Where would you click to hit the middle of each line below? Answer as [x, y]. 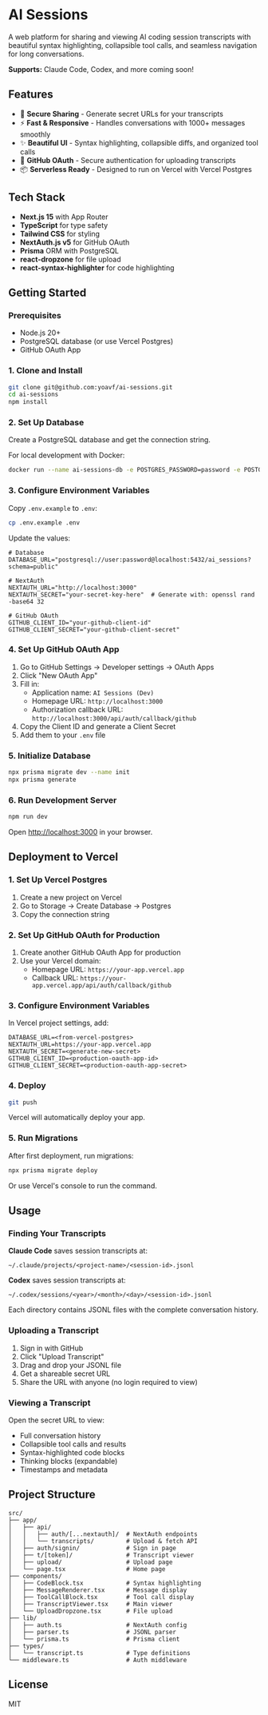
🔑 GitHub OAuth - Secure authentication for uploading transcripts [128, 160]
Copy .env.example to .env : [53, 508]
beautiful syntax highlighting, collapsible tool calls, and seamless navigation [133, 45]
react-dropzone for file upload [70, 259]
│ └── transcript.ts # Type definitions [100, 1653]
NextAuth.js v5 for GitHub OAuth [75, 242]
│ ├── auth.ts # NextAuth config [98, 1625]
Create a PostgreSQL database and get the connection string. [110, 440]
